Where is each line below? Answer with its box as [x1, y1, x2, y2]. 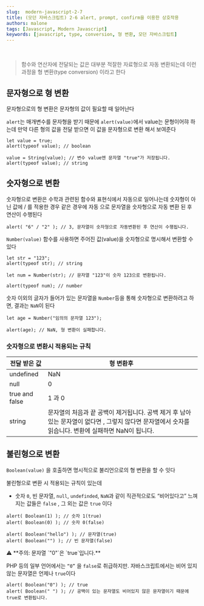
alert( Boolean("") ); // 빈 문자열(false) [6, 537, 113, 544]
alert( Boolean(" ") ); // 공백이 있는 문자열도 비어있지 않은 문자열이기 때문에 [6, 588, 189, 594]
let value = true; [6, 137, 53, 143]
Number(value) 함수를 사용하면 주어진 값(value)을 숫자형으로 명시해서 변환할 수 [6, 235, 194, 243]
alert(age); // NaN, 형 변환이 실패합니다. [6, 326, 107, 333]
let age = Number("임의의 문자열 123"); [6, 315, 102, 321]
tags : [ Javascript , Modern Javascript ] [6, 26, 107, 32]
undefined [9, 370, 39, 379]
